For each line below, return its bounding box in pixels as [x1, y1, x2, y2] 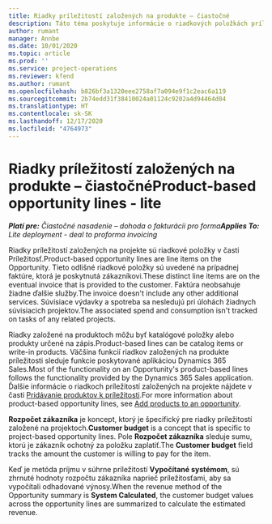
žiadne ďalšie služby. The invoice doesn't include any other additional [8, 288, 239, 298]
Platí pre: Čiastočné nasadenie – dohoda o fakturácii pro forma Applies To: [8, 220, 260, 231]
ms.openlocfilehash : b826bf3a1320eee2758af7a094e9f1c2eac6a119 [8, 87, 227, 96]
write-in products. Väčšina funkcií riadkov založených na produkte [8, 347, 229, 356]
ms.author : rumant [8, 79, 70, 87]
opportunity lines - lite [8, 194, 162, 212]
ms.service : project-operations [8, 65, 117, 73]
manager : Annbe [8, 34, 60, 43]
